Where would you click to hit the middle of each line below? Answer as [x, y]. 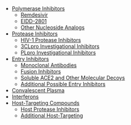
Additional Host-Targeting [52, 116]
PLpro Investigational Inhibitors [58, 52]
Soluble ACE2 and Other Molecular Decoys [73, 78]
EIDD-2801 [34, 21]
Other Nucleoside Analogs [53, 27]
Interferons [25, 97]
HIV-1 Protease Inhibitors [51, 40]
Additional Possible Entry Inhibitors [63, 84]
